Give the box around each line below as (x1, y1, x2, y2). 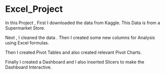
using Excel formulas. (5, 39, 49, 45)
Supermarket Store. (5, 25, 46, 31)
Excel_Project (5, 3, 63, 15)
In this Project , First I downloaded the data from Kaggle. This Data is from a (5, 20, 161, 26)
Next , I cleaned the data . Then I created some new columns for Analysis (5, 35, 155, 40)
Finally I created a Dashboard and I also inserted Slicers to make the (5, 59, 145, 65)
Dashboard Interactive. (5, 64, 52, 70)
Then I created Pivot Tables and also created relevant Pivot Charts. (5, 49, 142, 55)
